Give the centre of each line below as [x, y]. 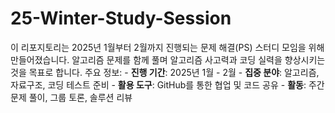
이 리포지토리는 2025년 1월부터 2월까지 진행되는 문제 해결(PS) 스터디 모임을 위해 [167, 47]
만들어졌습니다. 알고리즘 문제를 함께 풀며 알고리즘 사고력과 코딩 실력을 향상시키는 [168, 59]
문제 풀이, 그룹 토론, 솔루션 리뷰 [71, 97]
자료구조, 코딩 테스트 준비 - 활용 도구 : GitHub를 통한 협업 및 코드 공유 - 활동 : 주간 [167, 84]
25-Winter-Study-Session [121, 18]
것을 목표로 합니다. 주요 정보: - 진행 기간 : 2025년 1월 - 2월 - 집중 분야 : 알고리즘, [165, 72]
